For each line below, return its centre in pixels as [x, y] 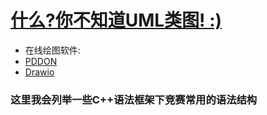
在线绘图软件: [52, 50]
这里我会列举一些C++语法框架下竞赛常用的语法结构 [134, 99]
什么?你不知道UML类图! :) [116, 20]
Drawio [39, 72]
